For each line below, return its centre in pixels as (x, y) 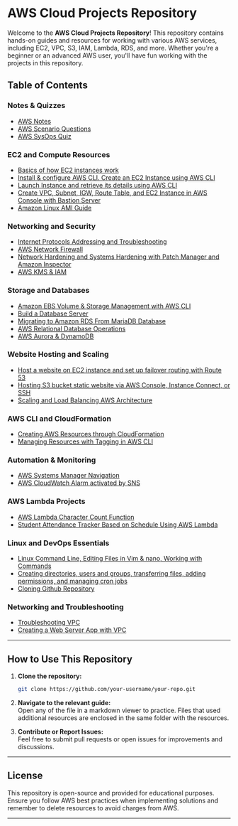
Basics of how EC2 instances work (68, 170)
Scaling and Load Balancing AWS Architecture (85, 400)
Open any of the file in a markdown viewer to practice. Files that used (119, 710)
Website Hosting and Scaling (58, 355)
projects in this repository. (45, 63)
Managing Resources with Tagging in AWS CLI (85, 441)
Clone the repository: (50, 676)
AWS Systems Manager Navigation (68, 476)
